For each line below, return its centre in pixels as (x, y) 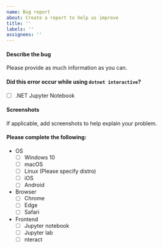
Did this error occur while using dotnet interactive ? (74, 82)
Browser (26, 192)
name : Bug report (28, 12)
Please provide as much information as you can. (67, 68)
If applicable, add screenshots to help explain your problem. (82, 123)
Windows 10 (40, 157)
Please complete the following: (46, 137)
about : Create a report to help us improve (63, 18)
